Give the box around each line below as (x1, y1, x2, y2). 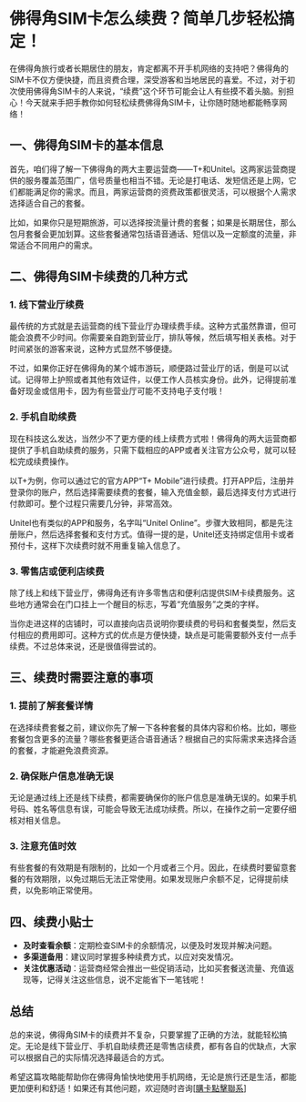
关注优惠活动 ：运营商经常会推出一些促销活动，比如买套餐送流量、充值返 (22, 963, 294, 974)
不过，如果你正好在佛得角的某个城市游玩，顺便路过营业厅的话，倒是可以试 (9, 363, 289, 374)
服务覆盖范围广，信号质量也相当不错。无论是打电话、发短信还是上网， (25, 175, 289, 186)
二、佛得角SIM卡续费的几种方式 (9, 269, 189, 285)
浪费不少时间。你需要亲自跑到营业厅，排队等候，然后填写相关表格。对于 (25, 332, 297, 343)
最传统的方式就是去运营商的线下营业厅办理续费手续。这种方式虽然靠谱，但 (9, 320, 289, 332)
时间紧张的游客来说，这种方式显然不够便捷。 (9, 343, 178, 355)
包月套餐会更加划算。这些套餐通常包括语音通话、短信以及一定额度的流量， (9, 228, 289, 239)
